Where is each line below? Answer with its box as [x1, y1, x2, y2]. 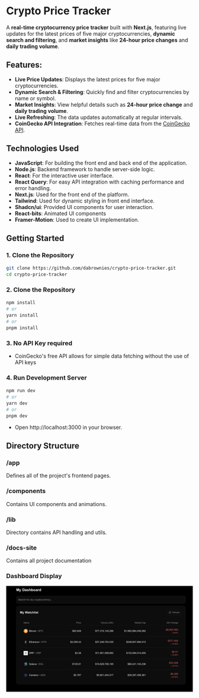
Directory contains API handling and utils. [6, 529, 107, 536]
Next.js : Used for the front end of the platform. [14, 191, 129, 198]
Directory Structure [6, 441, 80, 451]
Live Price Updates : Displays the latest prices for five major [14, 75, 161, 83]
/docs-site [6, 544, 37, 552]
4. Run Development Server [6, 373, 87, 381]
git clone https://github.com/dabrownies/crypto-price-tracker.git [6, 266, 176, 271]
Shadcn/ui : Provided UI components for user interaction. [14, 203, 154, 210]
